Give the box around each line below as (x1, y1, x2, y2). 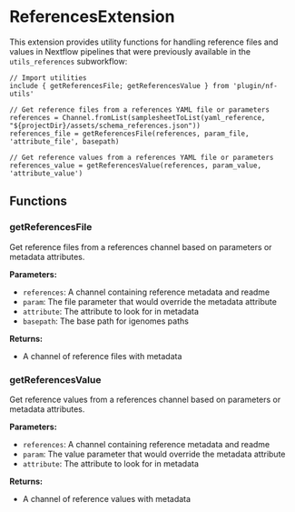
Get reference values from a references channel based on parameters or (9, 394, 281, 405)
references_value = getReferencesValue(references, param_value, (9, 161, 261, 170)
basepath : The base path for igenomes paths (22, 316, 189, 326)
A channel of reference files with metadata (22, 350, 182, 361)
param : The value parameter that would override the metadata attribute (22, 448, 286, 459)
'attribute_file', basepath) (9, 136, 120, 146)
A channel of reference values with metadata (22, 493, 192, 504)
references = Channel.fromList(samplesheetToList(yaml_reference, (9, 113, 266, 122)
